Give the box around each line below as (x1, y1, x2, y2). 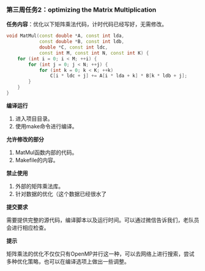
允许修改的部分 (6, 135, 44, 143)
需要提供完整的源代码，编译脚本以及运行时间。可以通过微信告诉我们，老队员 (6, 216, 199, 224)
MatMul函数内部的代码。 (15, 149, 78, 156)
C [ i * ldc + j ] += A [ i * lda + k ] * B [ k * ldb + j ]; (50, 73, 188, 79)
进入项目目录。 (15, 115, 53, 122)
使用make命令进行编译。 (15, 122, 78, 130)
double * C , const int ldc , (39, 44, 108, 50)
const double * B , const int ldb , (39, 39, 124, 45)
